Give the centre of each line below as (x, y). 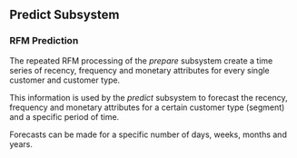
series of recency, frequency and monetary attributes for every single (139, 70)
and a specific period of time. (64, 116)
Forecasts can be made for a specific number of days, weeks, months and (148, 134)
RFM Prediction (44, 41)
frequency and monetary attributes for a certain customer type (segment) (147, 107)
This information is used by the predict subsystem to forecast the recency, (148, 97)
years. (21, 143)
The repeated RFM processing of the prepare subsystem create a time (141, 60)
